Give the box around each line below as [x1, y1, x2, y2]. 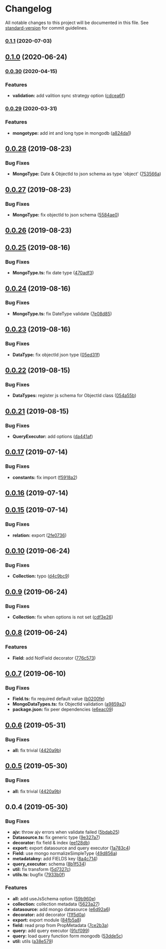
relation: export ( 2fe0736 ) [12, 532, 67, 538]
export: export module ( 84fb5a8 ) [12, 917, 81, 923]
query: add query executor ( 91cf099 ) [12, 927, 90, 933]
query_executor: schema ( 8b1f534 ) [12, 861, 86, 867]
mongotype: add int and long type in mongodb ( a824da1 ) [12, 130, 131, 136]
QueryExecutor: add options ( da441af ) [12, 433, 93, 439]
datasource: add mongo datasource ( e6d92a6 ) [12, 906, 110, 912]
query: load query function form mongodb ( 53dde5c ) [12, 932, 123, 939]
